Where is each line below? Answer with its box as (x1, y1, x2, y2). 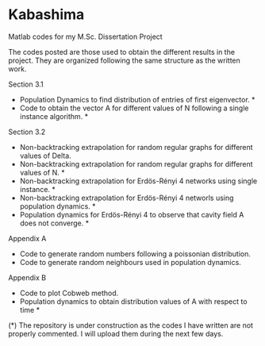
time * (19, 305, 40, 314)
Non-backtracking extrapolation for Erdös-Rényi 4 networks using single (19, 176, 258, 186)
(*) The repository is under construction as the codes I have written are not (8, 320, 254, 330)
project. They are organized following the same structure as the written (8, 56, 240, 65)
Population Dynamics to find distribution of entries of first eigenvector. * (19, 94, 255, 104)
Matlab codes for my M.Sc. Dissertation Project (8, 32, 163, 41)
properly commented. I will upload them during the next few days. (8, 329, 224, 338)
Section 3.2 (8, 127, 46, 136)
